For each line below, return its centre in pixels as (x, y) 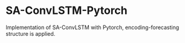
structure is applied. (31, 33)
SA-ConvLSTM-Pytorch (67, 11)
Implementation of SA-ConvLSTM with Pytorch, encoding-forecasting (92, 27)
